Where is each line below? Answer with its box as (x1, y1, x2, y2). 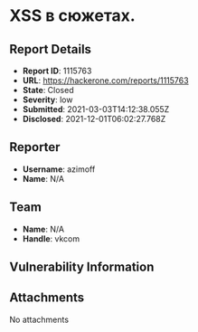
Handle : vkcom (22, 232, 80, 244)
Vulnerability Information (9, 260, 155, 275)
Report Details (9, 42, 92, 57)
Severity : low (22, 94, 73, 105)
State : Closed (22, 85, 74, 95)
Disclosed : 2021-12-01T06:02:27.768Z (22, 114, 166, 124)
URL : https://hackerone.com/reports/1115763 (22, 75, 189, 86)
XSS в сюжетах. (9, 5, 136, 26)
